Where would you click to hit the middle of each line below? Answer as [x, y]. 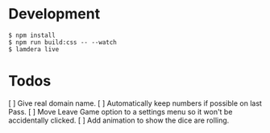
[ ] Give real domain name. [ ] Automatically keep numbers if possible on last [135, 103]
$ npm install [32, 35]
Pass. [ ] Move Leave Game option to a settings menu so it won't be [120, 111]
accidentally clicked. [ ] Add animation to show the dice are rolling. [119, 120]
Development [54, 14]
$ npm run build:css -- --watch [62, 42]
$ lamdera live [34, 49]
